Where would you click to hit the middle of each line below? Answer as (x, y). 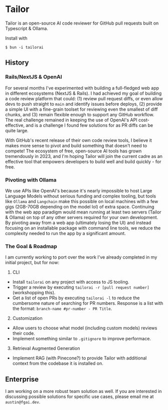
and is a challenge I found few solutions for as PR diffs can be (90, 125)
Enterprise (22, 379)
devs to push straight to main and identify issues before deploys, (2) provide (83, 104)
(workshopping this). (34, 293)
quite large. (17, 130)
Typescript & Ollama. (27, 28)
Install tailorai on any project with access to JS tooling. (71, 282)
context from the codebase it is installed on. (58, 363)
